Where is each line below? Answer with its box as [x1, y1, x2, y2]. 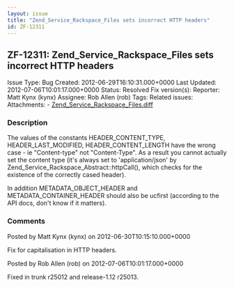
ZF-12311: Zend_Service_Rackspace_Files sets [7, 49, 214, 61]
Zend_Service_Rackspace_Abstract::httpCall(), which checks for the [7, 163, 203, 171]
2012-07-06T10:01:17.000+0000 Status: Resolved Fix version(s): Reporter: [7, 86, 221, 94]
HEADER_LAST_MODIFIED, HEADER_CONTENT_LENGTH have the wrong [7, 141, 216, 150]
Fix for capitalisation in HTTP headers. [7, 245, 117, 254]
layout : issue [7, 10, 49, 17]
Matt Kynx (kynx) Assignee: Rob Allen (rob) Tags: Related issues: [7, 93, 194, 102]
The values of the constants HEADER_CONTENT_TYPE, [7, 134, 166, 142]
